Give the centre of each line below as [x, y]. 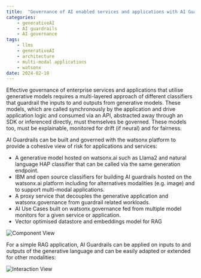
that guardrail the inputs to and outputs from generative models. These [93, 103]
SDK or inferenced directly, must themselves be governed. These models [96, 122]
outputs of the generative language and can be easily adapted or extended [98, 251]
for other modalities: [31, 258]
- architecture [36, 56]
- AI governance [37, 34]
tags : [13, 40]
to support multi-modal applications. [60, 190]
